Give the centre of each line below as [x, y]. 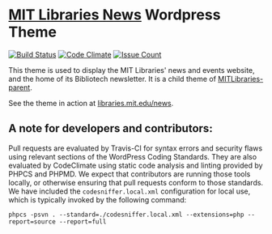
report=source [32, 221]
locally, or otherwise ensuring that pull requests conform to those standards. [136, 182]
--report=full [83, 221]
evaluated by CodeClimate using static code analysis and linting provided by [136, 165]
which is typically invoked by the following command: [98, 199]
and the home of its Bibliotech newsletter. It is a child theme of [113, 79]
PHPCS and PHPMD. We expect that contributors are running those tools [130, 174]
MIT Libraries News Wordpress [115, 15]
